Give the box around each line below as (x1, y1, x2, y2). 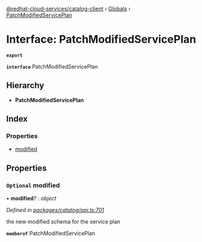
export (6, 52, 23, 58)
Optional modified (6, 181, 60, 189)
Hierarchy (6, 81, 45, 91)
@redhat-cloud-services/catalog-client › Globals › (6, 5, 131, 12)
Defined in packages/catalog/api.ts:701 (6, 206, 104, 214)
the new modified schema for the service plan (6, 218, 121, 225)
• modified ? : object (6, 195, 57, 202)
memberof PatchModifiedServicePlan (6, 230, 95, 237)
